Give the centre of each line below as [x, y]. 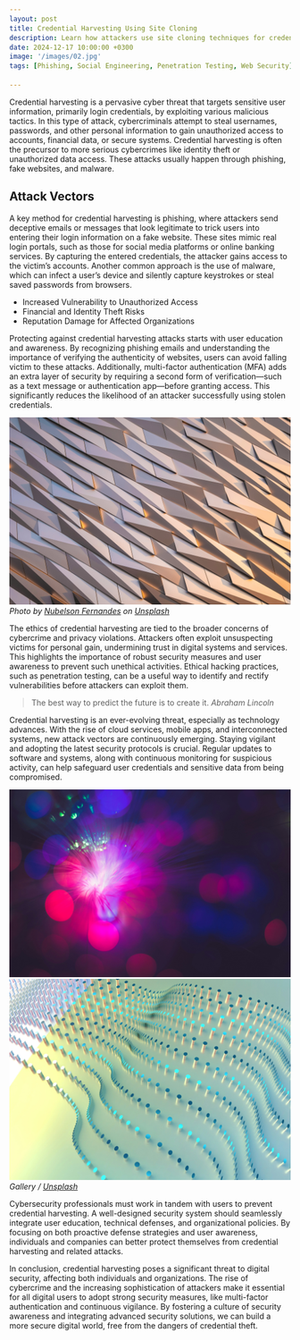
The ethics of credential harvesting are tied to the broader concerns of [139, 628]
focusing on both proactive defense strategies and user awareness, [133, 1232]
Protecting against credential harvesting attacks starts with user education [146, 338]
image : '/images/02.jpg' [55, 57]
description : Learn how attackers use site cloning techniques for [137, 38]
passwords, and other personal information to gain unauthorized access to [146, 131]
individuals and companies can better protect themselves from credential [144, 1242]
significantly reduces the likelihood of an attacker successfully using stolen [147, 395]
